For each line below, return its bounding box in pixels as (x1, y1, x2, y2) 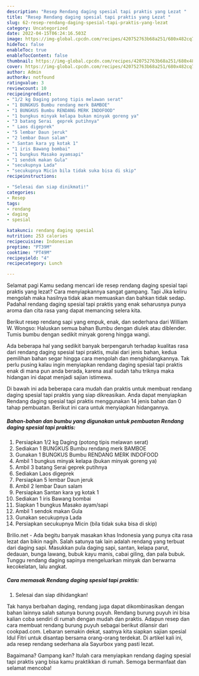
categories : (6, 190, 36, 195)
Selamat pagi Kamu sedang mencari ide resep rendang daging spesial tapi (6, 282, 188, 289)
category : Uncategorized (6, 25, 68, 31)
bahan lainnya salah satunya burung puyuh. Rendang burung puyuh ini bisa (6, 609, 190, 616)
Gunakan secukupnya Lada (15, 514, 82, 521)
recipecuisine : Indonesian (6, 239, 73, 244)
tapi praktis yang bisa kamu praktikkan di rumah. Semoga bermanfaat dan (6, 658, 187, 665)
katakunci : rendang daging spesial (6, 228, 94, 234)
